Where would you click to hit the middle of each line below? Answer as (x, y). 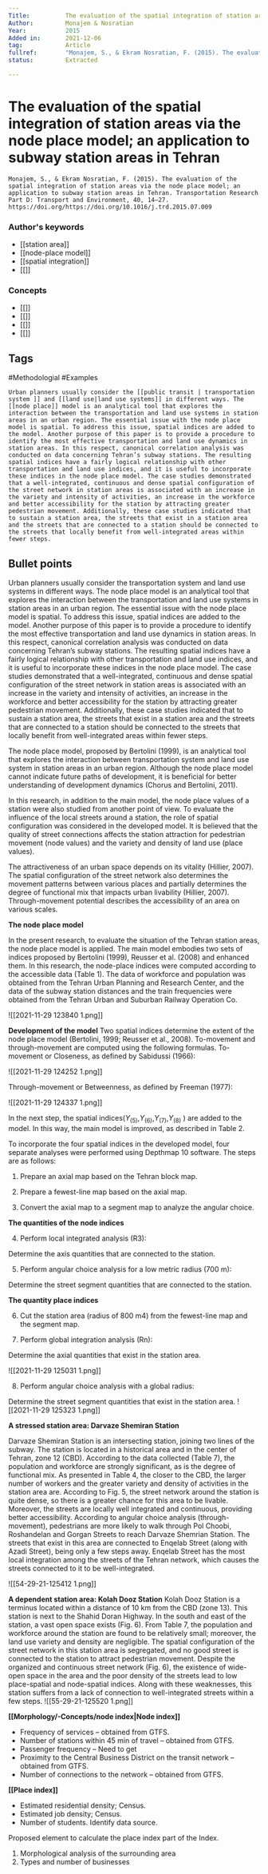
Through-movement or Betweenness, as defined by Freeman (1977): (120, 1087)
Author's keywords (46, 227)
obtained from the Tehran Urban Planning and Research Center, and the (126, 983)
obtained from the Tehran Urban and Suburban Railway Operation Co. (123, 1000)
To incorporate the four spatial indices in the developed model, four (119, 1144)
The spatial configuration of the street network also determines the (118, 875)
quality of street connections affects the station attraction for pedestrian (127, 835)
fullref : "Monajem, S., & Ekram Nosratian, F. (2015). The (121, 53)
